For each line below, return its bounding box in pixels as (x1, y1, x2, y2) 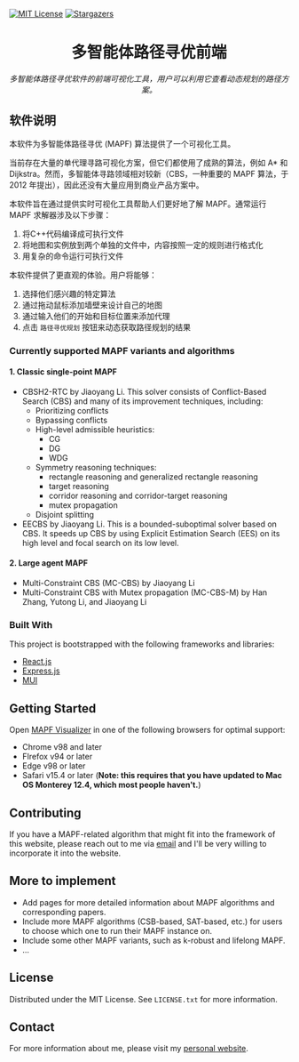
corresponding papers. (21, 906, 106, 917)
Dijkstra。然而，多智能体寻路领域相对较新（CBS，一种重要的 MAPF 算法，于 (9, 168, 289, 179)
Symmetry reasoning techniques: (35, 462, 157, 472)
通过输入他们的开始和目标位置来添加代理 (21, 310, 170, 321)
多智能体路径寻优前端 (70, 43, 227, 62)
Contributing (9, 805, 82, 820)
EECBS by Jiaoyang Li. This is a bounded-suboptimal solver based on (21, 519, 278, 529)
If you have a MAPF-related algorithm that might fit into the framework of (9, 829, 276, 840)
